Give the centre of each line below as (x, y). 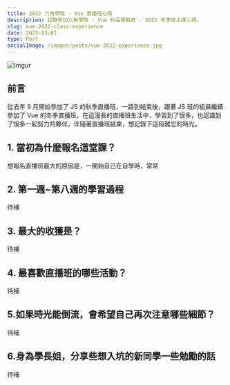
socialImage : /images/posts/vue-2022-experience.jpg (85, 46)
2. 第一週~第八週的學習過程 (66, 189)
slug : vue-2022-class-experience (55, 26)
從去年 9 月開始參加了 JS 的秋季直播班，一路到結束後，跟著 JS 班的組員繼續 (115, 106)
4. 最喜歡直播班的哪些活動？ (67, 273)
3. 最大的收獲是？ (44, 231)
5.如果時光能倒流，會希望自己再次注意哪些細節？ (111, 315)
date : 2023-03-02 (32, 33)
